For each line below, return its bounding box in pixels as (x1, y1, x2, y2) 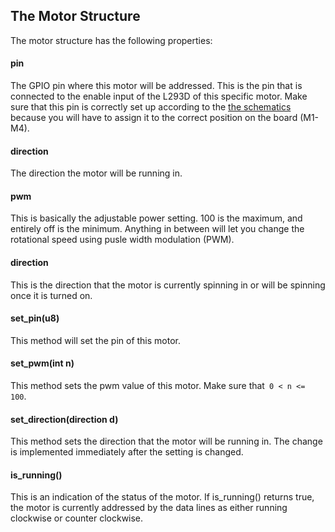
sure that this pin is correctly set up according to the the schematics (10, 101, 292, 113)
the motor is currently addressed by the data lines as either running (10, 502, 288, 514)
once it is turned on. (10, 289, 93, 301)
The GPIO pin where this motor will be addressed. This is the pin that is (10, 80, 303, 92)
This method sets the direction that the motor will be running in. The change (10, 435, 323, 448)
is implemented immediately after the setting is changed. (10, 446, 244, 458)
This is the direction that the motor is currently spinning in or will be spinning (10, 279, 326, 291)
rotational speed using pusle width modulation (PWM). (10, 234, 235, 246)
